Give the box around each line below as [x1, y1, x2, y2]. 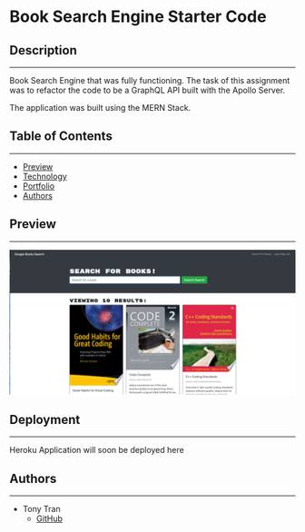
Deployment [9, 411, 81, 428]
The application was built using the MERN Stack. [9, 103, 192, 113]
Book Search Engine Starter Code [9, 6, 267, 27]
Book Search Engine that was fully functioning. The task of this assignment [9, 75, 290, 85]
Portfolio [22, 180, 55, 192]
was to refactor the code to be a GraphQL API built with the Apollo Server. [9, 84, 286, 95]
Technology [22, 171, 68, 182]
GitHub [35, 513, 64, 524]
